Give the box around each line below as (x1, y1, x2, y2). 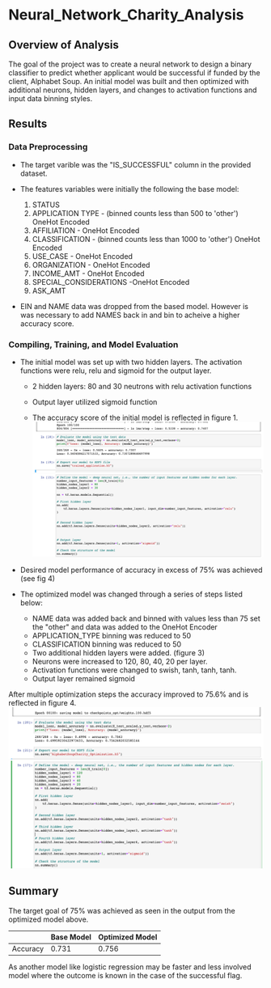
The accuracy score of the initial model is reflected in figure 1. (32, 413, 239, 422)
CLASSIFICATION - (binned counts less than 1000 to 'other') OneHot (32, 234, 260, 244)
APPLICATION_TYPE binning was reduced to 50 (32, 631, 192, 641)
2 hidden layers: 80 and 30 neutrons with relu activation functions (32, 381, 252, 391)
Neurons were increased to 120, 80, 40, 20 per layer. (32, 657, 208, 667)
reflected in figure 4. (8, 698, 77, 708)
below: (19, 598, 43, 608)
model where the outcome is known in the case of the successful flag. (8, 970, 243, 980)
